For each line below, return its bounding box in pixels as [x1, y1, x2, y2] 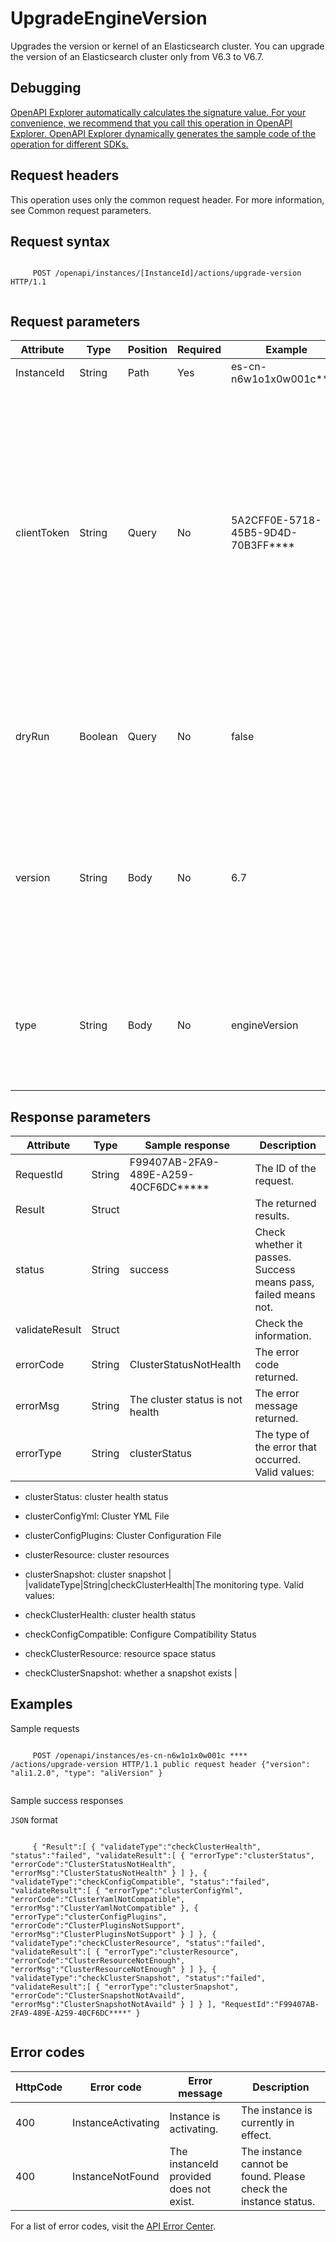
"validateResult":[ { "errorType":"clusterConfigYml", [10, 1885, 244, 1896]
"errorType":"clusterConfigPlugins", [10, 1912, 168, 1922]
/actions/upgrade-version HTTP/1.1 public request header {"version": [10, 1759, 311, 1769]
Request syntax [10, 233, 110, 250]
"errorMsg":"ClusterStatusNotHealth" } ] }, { [10, 1868, 208, 1878]
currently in [240, 2115, 295, 2129]
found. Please [240, 2169, 306, 2183]
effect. [240, 2128, 272, 2142]
